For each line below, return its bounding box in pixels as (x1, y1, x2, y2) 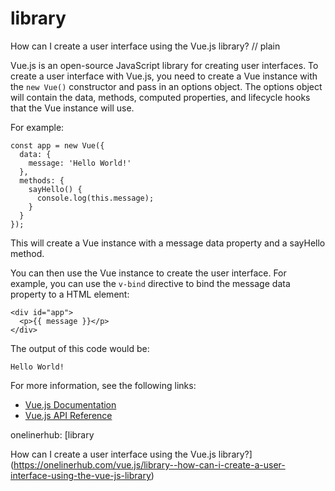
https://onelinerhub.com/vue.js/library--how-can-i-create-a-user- (13, 458, 286, 471)
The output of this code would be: (10, 342, 150, 354)
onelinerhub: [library (10, 428, 95, 441)
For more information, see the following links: (10, 379, 197, 391)
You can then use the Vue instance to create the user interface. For (10, 267, 287, 279)
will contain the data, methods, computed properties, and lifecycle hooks (10, 91, 311, 103)
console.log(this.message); (36, 193, 155, 203)
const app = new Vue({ (10, 140, 105, 151)
